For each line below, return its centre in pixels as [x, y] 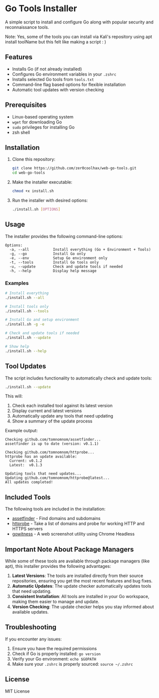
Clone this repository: [34, 160]
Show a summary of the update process [52, 421]
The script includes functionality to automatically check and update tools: [79, 378]
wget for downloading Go [37, 122]
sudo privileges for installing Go [43, 127]
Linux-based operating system [43, 117]
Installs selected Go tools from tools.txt [53, 79]
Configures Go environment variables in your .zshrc [64, 74]
